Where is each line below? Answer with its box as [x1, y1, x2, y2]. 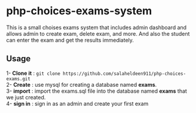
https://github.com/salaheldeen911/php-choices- [62, 70, 186, 77]
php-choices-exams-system [6, 4, 152, 18]
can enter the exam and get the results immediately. [6, 36, 134, 43]
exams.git [6, 76, 31, 81]
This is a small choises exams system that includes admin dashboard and [6, 24, 187, 31]
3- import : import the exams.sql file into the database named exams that [6, 87, 187, 95]
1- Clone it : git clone [6, 70, 61, 77]
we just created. [6, 93, 46, 101]
